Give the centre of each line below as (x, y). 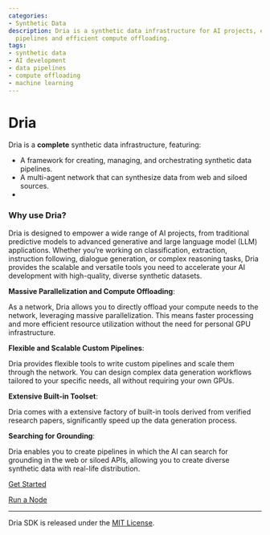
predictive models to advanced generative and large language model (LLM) (133, 241)
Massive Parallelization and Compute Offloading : (92, 291)
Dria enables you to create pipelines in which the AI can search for (119, 451)
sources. (35, 186)
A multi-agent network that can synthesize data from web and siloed (133, 178)
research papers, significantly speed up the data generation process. (123, 420)
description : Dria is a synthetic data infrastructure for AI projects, (133, 31)
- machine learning (41, 83)
